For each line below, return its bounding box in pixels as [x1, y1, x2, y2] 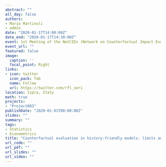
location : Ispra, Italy [5, 90, 54, 95]
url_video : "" [5, 154, 35, 159]
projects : [5, 99, 26, 104]
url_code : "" [5, 140, 32, 146]
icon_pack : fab [9, 76, 41, 81]
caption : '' [9, 58, 35, 63]
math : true [5, 94, 28, 99]
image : [5, 53, 19, 58]
